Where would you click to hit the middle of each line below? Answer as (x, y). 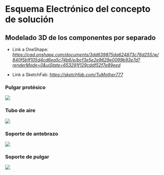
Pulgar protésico (25, 87)
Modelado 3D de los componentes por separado (81, 38)
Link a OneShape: (30, 49)
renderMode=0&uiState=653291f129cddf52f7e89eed (66, 65)
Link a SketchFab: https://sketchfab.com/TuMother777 (68, 74)
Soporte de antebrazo (32, 134)
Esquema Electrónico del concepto (78, 9)
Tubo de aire (20, 111)
